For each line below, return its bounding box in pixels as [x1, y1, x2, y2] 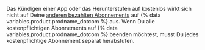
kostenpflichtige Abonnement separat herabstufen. [6, 37, 135, 44]
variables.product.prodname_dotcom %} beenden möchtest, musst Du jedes [6, 31, 199, 38]
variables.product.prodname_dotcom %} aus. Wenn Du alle [6, 18, 155, 25]
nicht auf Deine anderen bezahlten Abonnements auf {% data [6, 11, 161, 19]
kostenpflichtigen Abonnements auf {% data [6, 24, 118, 31]
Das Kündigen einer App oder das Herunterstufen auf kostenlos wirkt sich [6, 5, 192, 12]
